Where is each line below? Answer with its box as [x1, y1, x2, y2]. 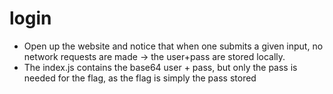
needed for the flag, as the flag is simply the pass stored [23, 72, 257, 84]
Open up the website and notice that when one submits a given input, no [23, 40, 324, 52]
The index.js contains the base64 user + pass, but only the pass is [23, 61, 298, 73]
